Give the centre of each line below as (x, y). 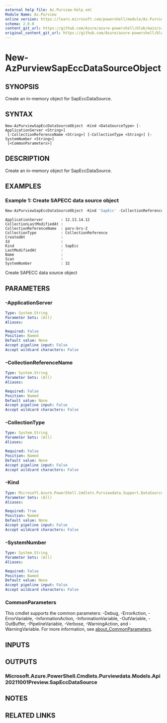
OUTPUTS (21, 662)
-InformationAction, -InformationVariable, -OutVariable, (91, 619)
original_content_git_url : (33, 33)
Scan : (34, 259)
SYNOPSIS (22, 87)
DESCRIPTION (27, 158)
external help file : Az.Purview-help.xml (49, 10)
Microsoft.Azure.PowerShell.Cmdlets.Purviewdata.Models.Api (83, 676)
